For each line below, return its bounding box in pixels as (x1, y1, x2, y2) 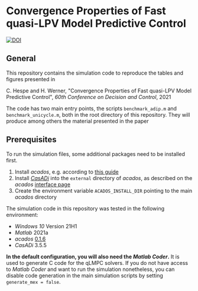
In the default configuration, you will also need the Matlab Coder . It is (6, 253, 180, 260)
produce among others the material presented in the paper (6, 117, 149, 124)
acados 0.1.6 (14, 235, 46, 242)
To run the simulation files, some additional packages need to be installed (6, 150, 185, 158)
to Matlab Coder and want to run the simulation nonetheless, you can (6, 266, 175, 273)
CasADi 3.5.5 (14, 241, 47, 248)
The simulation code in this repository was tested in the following (6, 204, 164, 212)
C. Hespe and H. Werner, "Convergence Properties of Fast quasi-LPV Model (6, 87, 192, 94)
